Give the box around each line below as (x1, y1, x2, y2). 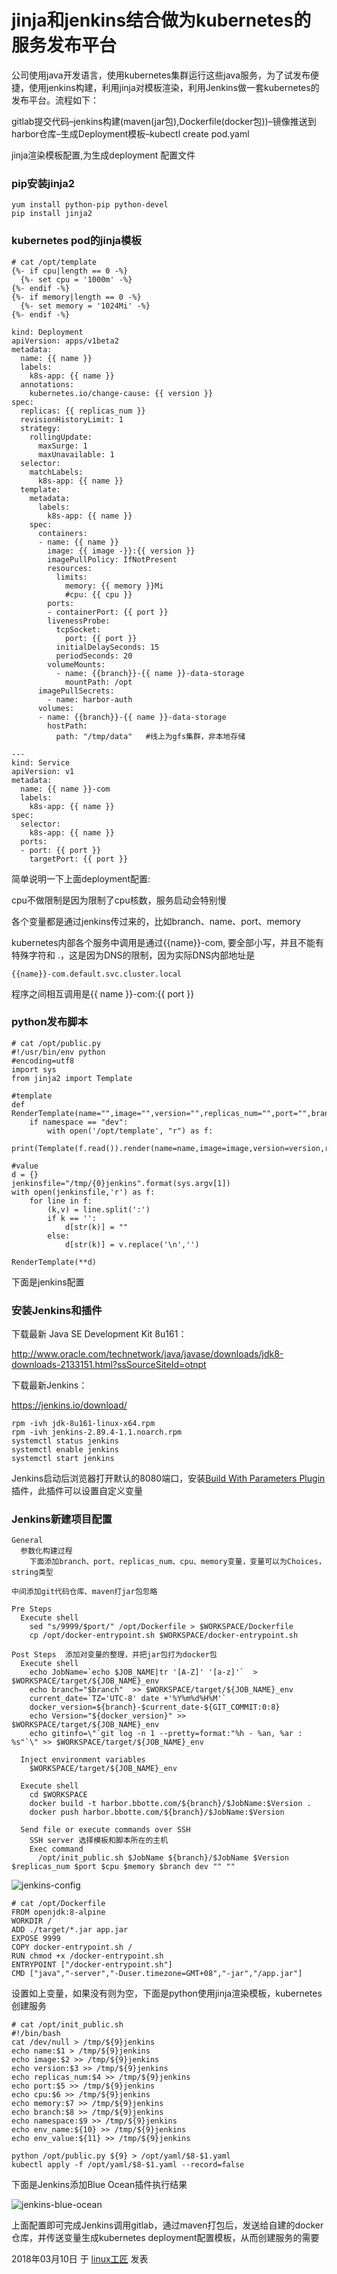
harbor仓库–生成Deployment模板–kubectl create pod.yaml (11, 127, 250, 140)
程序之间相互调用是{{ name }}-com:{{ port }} (11, 987, 195, 1000)
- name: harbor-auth (47, 694, 133, 705)
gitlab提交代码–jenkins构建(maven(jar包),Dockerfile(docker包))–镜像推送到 (11, 115, 317, 127)
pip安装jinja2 (11, 176, 76, 190)
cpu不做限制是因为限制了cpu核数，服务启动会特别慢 (11, 894, 227, 906)
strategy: (20, 423, 61, 433)
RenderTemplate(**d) (11, 1257, 98, 1267)
